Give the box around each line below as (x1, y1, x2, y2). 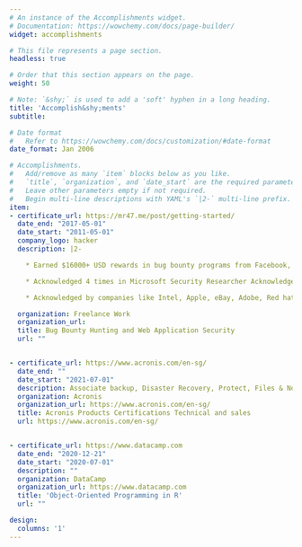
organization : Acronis (17, 392, 102, 401)
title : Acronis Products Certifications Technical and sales (17, 409, 252, 418)
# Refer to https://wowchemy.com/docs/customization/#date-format (9, 137, 271, 146)
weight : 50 (9, 79, 50, 88)
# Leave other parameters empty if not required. (9, 186, 207, 195)
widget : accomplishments (9, 30, 102, 39)
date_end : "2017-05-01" (17, 219, 106, 229)
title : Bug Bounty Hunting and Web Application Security (17, 326, 235, 335)
